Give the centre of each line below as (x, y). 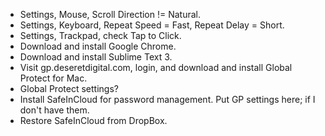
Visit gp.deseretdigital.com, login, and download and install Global (156, 67)
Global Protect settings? (69, 88)
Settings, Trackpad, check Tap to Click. (100, 35)
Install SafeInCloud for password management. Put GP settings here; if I (167, 99)
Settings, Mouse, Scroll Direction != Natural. (110, 14)
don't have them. (54, 110)
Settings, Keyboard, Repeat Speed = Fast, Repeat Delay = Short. (152, 25)
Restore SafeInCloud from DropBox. (93, 120)
